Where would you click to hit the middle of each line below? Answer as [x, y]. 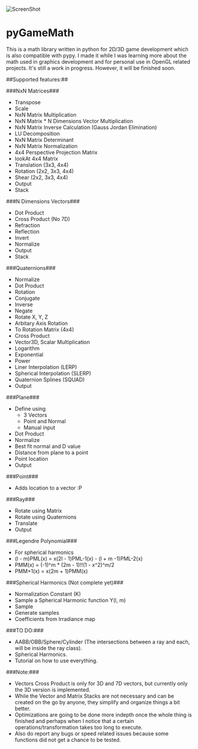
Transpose [28, 102]
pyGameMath [40, 33]
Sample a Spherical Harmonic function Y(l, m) [70, 600]
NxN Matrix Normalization [46, 146]
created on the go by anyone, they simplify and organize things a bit [97, 702]
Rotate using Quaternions [45, 517]
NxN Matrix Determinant [44, 140]
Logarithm [27, 348]
